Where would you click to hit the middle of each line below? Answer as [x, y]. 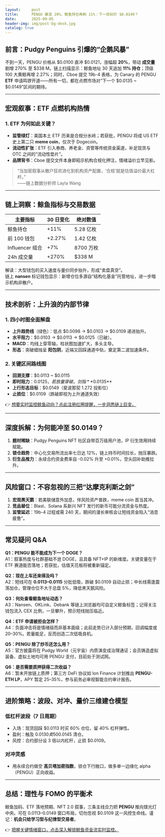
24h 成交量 [20, 257]
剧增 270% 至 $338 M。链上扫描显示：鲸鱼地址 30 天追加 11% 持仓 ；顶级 [79, 68]
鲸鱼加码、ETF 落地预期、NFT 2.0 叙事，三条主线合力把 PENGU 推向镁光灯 [81, 807]
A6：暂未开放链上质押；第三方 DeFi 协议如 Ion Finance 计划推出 [70, 673]
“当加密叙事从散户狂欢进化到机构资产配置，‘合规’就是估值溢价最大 [84, 170]
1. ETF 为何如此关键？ [30, 124]
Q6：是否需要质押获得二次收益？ [38, 667]
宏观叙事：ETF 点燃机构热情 [47, 108]
